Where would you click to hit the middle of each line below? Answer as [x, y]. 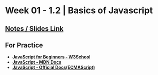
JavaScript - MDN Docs [37, 62]
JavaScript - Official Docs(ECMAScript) [53, 67]
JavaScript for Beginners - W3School [51, 57]
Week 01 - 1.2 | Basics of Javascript [79, 11]
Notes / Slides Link [34, 29]
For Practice [24, 45]
